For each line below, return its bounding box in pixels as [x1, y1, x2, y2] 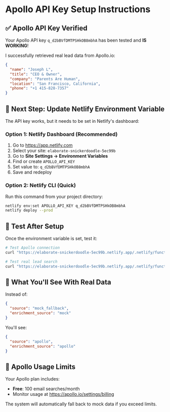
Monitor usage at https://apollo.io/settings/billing [12, 391, 114, 397]
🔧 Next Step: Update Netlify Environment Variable [5, 105, 165, 113]
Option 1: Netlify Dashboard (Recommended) [5, 130, 118, 138]
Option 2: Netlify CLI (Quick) [5, 182, 76, 189]
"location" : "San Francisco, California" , [10, 81, 101, 86]
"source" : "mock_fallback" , [10, 306, 69, 311]
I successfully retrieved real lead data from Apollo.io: [5, 52, 115, 58]
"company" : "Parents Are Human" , [10, 76, 80, 82]
